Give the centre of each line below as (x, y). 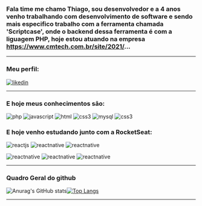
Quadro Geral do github (41, 178)
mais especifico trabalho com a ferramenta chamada (85, 24)
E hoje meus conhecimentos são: (56, 103)
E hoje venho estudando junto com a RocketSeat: (79, 132)
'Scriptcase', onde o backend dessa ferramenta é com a (89, 31)
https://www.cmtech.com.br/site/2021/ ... (69, 46)
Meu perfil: (23, 69)
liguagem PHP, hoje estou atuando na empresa (76, 39)
